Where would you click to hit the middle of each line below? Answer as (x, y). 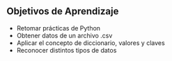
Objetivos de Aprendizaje (63, 11)
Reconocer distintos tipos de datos (67, 50)
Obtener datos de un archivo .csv (64, 35)
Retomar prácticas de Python (58, 28)
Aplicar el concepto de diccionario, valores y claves (91, 43)
